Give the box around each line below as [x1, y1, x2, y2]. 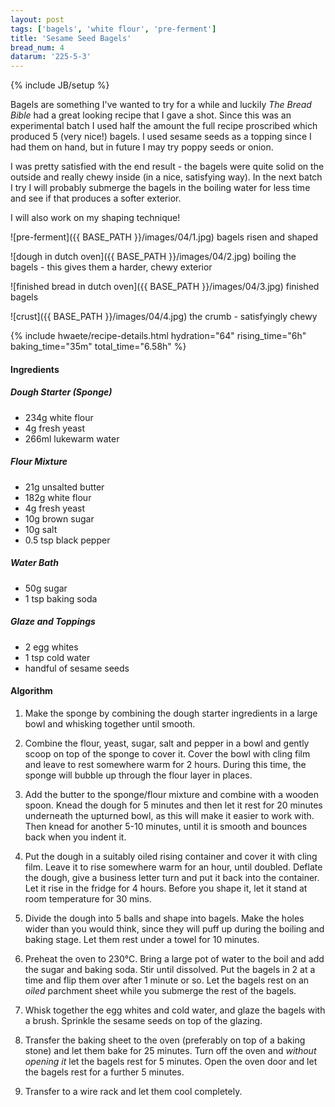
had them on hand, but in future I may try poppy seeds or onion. [10, 141, 274, 153]
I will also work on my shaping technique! [10, 212, 181, 224]
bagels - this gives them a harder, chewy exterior [10, 261, 213, 273]
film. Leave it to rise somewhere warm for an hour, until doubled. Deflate [24, 861, 323, 873]
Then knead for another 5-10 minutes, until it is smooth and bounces [24, 820, 308, 832]
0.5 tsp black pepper [24, 534, 111, 546]
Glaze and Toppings [10, 616, 96, 628]
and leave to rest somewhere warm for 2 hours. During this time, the [24, 758, 307, 770]
